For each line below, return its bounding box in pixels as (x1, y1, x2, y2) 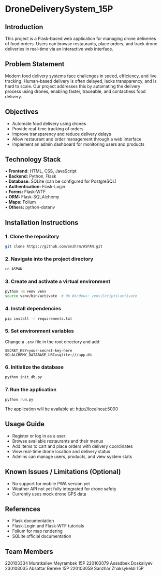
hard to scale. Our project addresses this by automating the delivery (5, 83, 141, 89)
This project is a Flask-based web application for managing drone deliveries (5, 35, 156, 41)
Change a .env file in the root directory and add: (5, 339, 101, 345)
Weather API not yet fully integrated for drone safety (12, 486, 117, 491)
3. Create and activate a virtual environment (5, 278, 111, 285)
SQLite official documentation (12, 533, 72, 539)
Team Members (5, 547, 53, 556)
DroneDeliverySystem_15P (5, 3, 113, 15)
